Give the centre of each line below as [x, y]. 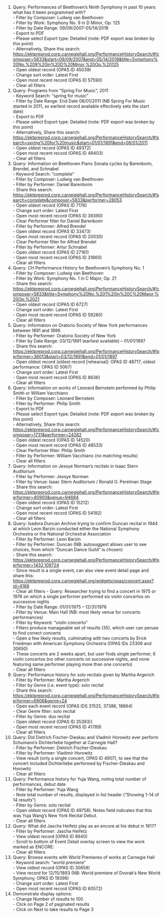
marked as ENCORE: [33, 847]
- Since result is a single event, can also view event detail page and [81, 570]
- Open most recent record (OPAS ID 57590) [57, 80]
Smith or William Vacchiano [40, 393]
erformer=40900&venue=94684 [46, 497]
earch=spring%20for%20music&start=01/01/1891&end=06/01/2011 [80, 143]
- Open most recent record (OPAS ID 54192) [57, 513]
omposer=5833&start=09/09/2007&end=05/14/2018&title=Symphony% [85, 59]
